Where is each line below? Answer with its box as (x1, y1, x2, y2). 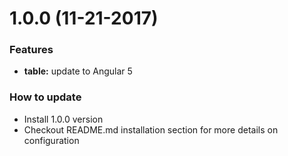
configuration (23, 134, 80, 146)
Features (9, 43, 54, 57)
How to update (9, 90, 82, 104)
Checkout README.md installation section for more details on (23, 123, 279, 136)
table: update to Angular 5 (23, 65, 133, 77)
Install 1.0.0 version (23, 113, 104, 125)
